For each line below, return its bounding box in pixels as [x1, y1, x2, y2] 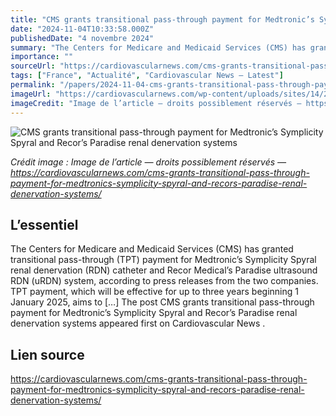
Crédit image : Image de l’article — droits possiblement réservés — [10, 156, 287, 168]
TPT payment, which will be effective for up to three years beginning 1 [10, 286, 299, 298]
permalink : [10, 80, 56, 90]
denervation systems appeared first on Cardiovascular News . [10, 317, 266, 330]
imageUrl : [10, 89, 52, 99]
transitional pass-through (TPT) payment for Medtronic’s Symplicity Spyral [10, 254, 317, 266]
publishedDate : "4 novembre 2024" [10, 33, 155, 43]
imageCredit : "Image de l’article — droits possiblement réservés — [10, 98, 302, 108]
